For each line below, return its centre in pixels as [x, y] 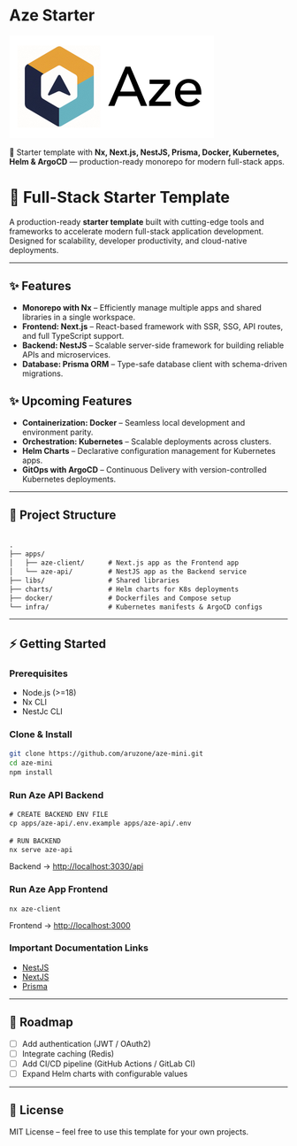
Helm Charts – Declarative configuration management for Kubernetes [148, 450]
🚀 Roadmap [41, 1023]
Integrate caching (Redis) [68, 1053]
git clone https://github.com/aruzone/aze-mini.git [106, 754]
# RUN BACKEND [35, 842]
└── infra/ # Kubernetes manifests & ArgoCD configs [136, 607]
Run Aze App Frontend [59, 889]
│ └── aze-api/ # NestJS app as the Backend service [128, 572]
